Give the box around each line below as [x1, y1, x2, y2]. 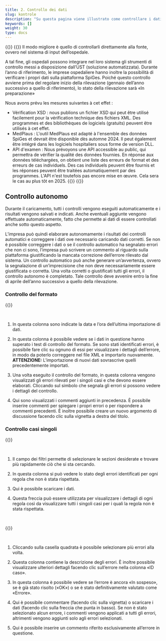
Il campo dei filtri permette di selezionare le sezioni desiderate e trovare [12, 456, 159, 462]
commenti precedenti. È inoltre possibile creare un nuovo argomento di [12, 408, 157, 414]
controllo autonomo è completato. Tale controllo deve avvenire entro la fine [5, 273, 158, 279]
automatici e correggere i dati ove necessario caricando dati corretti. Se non [5, 236, 161, 242]
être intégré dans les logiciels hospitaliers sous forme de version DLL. [12, 141, 155, 147]
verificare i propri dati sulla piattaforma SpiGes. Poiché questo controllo [5, 75, 151, 80]
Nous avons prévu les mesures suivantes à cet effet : [5, 100, 113, 106]
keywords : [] [5, 21, 32, 26]
